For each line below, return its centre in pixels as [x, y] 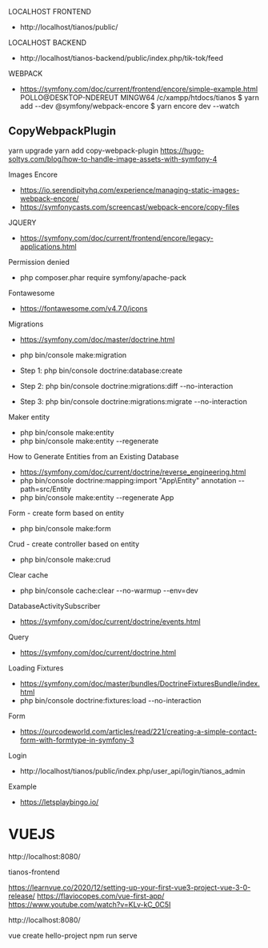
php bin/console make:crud [65, 559]
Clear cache [28, 574]
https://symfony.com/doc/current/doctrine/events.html [110, 621]
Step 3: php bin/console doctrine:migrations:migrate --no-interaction [134, 401]
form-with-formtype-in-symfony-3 [77, 740]
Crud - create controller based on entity [74, 544]
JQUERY [22, 222]
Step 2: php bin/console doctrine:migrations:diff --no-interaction [126, 386]
